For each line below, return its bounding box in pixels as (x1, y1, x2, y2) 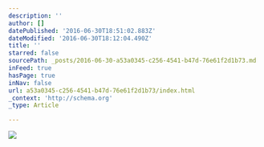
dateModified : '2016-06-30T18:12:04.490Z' (8, 34, 152, 43)
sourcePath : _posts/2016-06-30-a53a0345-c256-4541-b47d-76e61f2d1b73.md (8, 57, 257, 65)
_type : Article (8, 101, 59, 109)
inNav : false (8, 79, 52, 87)
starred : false (8, 49, 59, 57)
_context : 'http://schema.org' (8, 94, 113, 102)
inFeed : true (8, 64, 52, 72)
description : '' (8, 11, 63, 20)
